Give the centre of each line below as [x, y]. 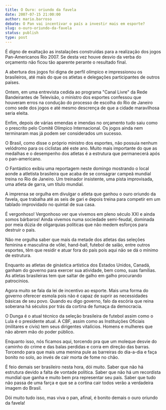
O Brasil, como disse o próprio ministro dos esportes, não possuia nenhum [81, 143]
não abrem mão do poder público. [40, 331]
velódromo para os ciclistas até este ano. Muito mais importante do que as [81, 148]
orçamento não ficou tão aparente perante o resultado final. [66, 62]
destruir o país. [21, 230]
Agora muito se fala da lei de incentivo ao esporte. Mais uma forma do [77, 290]
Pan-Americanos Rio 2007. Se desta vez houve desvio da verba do [73, 57]
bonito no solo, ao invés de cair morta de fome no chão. [62, 357]
